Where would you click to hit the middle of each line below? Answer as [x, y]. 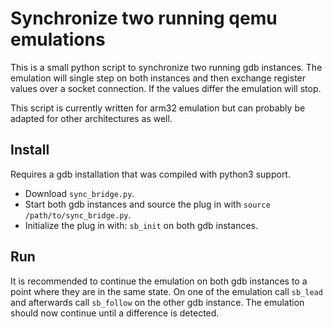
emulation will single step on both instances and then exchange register [158, 78]
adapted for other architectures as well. [91, 118]
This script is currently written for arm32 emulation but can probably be [158, 108]
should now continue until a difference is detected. [115, 313]
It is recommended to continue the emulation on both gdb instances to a [159, 281]
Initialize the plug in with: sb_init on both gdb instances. [141, 225]
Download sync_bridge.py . [79, 193]
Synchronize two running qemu [144, 18]
